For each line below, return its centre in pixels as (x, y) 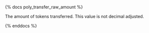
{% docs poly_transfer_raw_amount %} (44, 7)
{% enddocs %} (21, 26)
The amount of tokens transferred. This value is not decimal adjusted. (74, 16)
